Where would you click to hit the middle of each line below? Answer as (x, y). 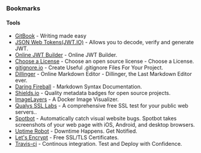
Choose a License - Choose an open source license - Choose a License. (104, 62)
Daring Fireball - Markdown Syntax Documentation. (78, 87)
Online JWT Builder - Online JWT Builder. (66, 55)
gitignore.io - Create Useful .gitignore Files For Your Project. (89, 68)
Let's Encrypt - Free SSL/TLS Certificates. (67, 137)
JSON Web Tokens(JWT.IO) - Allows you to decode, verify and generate (104, 42)
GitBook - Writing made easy (51, 36)
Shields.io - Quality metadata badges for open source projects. (93, 93)
